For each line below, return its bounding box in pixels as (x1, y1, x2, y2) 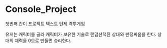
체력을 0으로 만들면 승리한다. (14, 37, 72, 43)
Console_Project (5, 3, 76, 15)
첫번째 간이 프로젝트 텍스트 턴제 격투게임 (5, 20, 85, 26)
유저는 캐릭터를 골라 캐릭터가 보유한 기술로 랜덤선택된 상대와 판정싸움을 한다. (5, 31, 157, 37)
